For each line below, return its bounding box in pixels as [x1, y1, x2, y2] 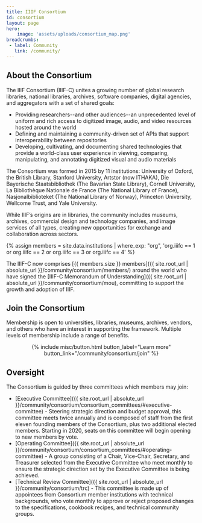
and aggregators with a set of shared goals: [6, 99, 115, 106]
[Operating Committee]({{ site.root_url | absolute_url [14, 440, 145, 447]
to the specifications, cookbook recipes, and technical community [14, 504, 179, 511]
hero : [6, 25, 20, 32]
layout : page [6, 20, 39, 26]
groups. [14, 510, 35, 518]
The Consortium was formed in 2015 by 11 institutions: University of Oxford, [6, 167, 194, 175]
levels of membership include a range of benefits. [6, 332, 130, 339]
